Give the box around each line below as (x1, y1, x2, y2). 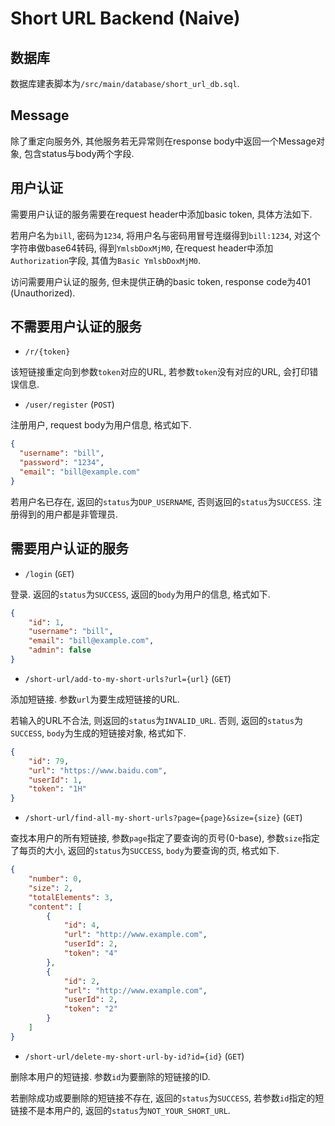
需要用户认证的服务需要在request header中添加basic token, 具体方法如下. (10, 208, 313, 220)
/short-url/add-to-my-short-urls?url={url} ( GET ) (24, 672, 232, 684)
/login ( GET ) (24, 567, 75, 579)
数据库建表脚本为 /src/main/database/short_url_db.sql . (10, 78, 240, 89)
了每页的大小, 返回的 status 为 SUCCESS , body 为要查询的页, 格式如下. (10, 845, 280, 857)
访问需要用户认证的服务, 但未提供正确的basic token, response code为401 (10, 275, 311, 287)
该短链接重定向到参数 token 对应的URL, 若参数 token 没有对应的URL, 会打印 (10, 366, 310, 378)
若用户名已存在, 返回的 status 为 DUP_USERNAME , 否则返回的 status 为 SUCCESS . (10, 495, 311, 507)
